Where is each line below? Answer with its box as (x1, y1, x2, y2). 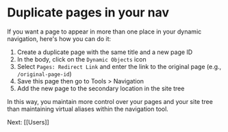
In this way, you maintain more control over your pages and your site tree (7, 97, 214, 105)
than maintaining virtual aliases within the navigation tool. (7, 105, 169, 113)
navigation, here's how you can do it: (7, 34, 112, 42)
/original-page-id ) (16, 70, 72, 78)
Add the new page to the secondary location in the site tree (16, 84, 185, 92)
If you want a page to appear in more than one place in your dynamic (7, 27, 202, 36)
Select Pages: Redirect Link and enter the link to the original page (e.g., (16, 62, 222, 70)
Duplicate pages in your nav (7, 5, 170, 21)
